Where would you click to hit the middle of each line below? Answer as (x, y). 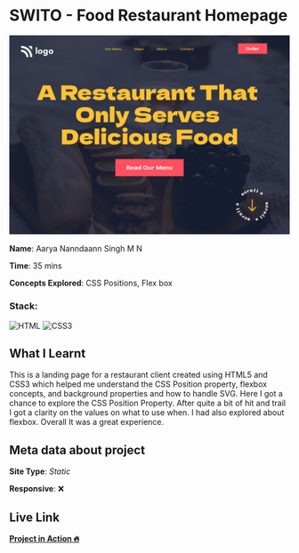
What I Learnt (48, 353)
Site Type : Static (40, 471)
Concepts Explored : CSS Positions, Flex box (91, 283)
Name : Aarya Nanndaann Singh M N (76, 249)
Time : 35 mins (36, 266)
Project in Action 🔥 (44, 538)
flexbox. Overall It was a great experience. (87, 422)
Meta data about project (77, 450)
